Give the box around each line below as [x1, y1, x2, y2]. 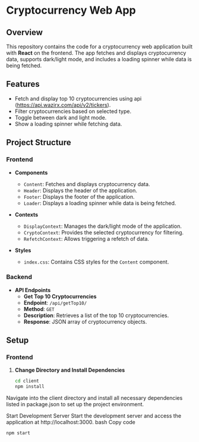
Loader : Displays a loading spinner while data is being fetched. [23, 199, 176, 206]
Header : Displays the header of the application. [23, 187, 138, 194]
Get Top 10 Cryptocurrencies [23, 293, 97, 300]
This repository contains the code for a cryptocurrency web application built [6, 43, 193, 50]
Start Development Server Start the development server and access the [6, 412, 182, 419]
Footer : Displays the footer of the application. [23, 193, 135, 200]
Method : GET [23, 305, 55, 312]
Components [14, 169, 48, 176]
